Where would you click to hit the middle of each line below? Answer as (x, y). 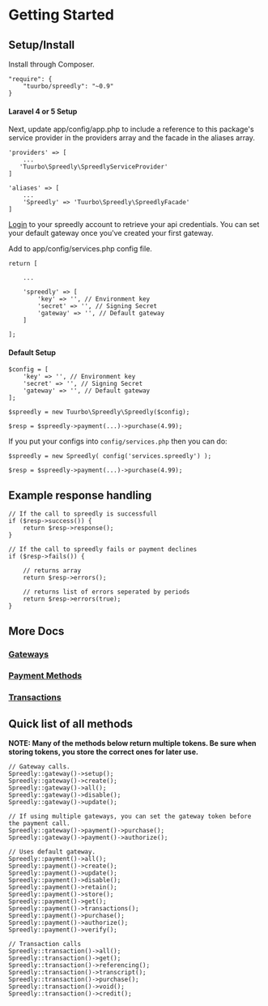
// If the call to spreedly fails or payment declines (103, 550)
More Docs (36, 631)
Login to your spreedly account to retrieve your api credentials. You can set (134, 225)
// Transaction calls (45, 944)
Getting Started (62, 15)
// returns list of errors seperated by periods (106, 592)
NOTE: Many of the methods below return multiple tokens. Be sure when (132, 743)
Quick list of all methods (71, 723)
